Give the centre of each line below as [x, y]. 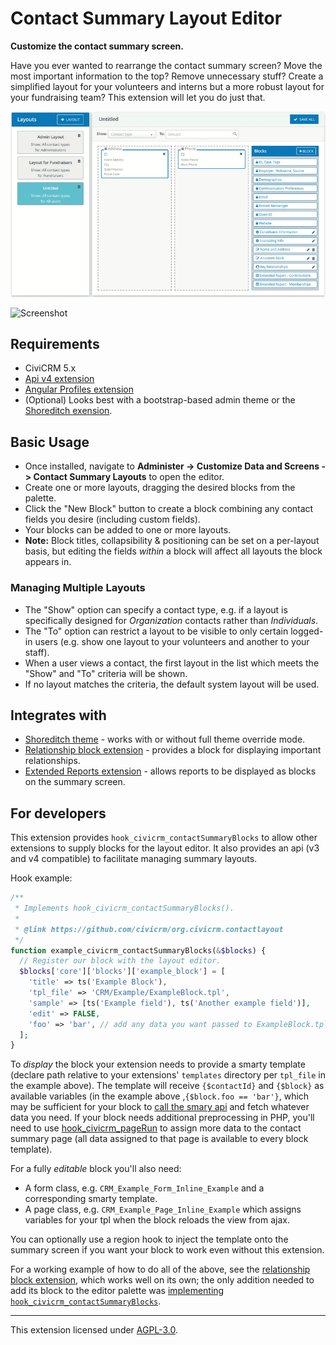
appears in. [48, 562]
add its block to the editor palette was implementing [117, 1291]
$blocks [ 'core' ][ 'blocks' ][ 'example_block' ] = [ [122, 972]
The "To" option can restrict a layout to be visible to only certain [156, 631]
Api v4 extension [59, 379]
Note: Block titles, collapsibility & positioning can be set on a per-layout [172, 541]
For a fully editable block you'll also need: [96, 1169]
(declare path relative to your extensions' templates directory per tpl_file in [168, 1075]
